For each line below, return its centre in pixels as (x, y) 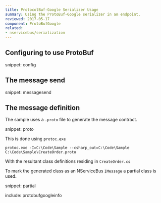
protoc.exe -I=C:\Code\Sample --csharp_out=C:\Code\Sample (67, 148)
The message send (35, 80)
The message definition (43, 108)
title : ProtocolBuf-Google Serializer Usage (52, 10)
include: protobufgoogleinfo (33, 196)
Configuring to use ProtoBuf (50, 53)
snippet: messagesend (28, 92)
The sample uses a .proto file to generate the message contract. (71, 120)
